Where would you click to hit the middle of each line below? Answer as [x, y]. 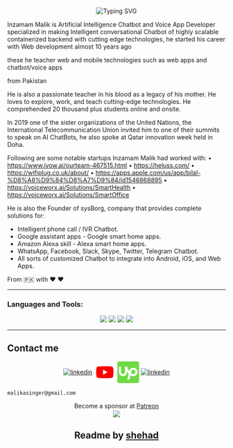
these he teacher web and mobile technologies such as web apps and [107, 60]
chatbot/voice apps [35, 67]
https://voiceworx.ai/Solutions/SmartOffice [68, 195]
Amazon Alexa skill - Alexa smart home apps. [82, 243]
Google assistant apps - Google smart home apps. [89, 236]
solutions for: [26, 215]
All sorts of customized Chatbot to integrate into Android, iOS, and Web [119, 258]
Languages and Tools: [45, 304]
